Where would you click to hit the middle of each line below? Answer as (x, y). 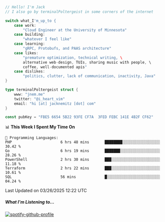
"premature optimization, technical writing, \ (73, 58)
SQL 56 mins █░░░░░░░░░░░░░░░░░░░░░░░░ (83, 177)
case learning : (30, 44)
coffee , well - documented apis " (55, 67)
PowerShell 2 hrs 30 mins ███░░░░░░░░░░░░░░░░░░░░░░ (83, 160)
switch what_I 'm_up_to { (31, 21)
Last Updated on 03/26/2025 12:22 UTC (46, 191)
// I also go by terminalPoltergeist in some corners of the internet (79, 12)
